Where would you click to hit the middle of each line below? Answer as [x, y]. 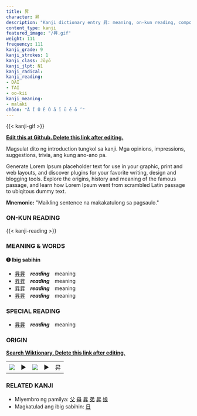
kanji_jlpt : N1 [25, 66]
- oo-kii [17, 93]
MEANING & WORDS [36, 245]
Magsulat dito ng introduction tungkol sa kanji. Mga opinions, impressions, [96, 149]
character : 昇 [23, 17]
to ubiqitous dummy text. [36, 192]
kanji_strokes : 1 [27, 55]
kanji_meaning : [25, 98]
